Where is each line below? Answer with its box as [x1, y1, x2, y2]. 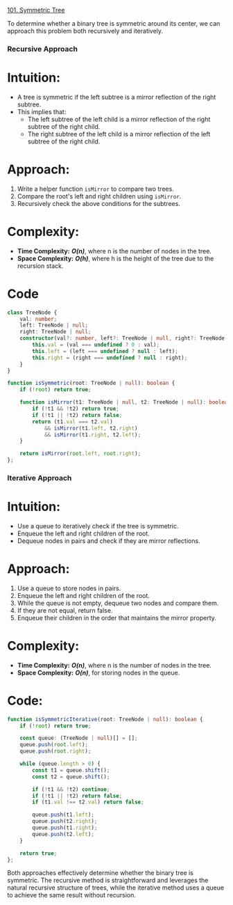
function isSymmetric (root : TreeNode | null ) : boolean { [7, 379, 175, 387]
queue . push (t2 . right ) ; [32, 818, 98, 825]
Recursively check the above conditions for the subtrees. [17, 199, 180, 207]
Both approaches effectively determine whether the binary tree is [7, 869, 194, 877]
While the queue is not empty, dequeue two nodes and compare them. [17, 599, 219, 607]
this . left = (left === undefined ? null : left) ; [32, 347, 178, 354]
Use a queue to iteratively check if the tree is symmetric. [17, 521, 179, 530]
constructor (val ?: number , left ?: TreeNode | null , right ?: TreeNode [19, 335, 225, 342]
